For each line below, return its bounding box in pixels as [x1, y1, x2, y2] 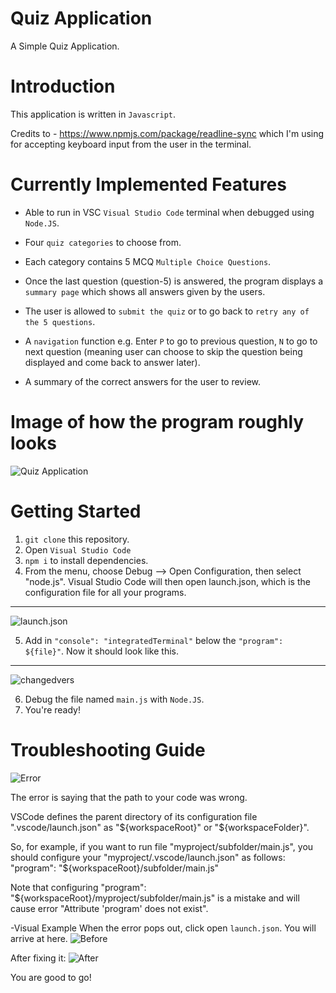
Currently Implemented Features [10, 173, 287, 196]
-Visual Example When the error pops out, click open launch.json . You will [10, 922, 317, 934]
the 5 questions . [24, 315, 96, 327]
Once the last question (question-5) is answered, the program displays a [24, 275, 324, 287]
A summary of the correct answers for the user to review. [24, 375, 261, 387]
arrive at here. [10, 932, 68, 944]
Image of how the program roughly [10, 411, 305, 433]
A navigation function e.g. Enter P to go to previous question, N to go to [24, 335, 318, 347]
